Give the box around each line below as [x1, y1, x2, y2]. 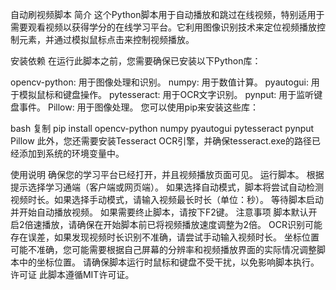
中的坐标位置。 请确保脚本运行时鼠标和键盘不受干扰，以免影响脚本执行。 [18, 256, 320, 268]
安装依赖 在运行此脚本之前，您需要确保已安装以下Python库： [10, 55, 262, 67]
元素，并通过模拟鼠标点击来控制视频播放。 [18, 34, 195, 45]
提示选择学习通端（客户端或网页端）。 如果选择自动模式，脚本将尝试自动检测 [10, 181, 324, 193]
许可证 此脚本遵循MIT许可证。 [10, 269, 135, 280]
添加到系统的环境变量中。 [18, 148, 125, 159]
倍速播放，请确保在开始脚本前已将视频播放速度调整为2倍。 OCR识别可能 [24, 219, 323, 230]
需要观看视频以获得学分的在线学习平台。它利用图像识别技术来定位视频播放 [10, 21, 317, 33]
